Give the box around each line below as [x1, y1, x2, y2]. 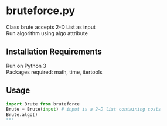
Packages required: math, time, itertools [6, 69, 103, 76]
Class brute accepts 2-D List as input [6, 23, 96, 30]
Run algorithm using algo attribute [6, 29, 88, 36]
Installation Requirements [6, 47, 103, 57]
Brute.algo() [6, 112, 38, 118]
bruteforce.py [6, 4, 76, 18]
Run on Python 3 [6, 62, 47, 69]
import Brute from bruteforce [6, 101, 80, 107]
